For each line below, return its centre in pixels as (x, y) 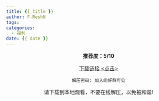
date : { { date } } (27, 39)
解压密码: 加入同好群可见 (99, 81)
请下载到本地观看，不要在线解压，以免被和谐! (99, 92)
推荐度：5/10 (99, 56)
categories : (21, 28)
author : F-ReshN (26, 17)
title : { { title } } (30, 11)
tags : (13, 22)
